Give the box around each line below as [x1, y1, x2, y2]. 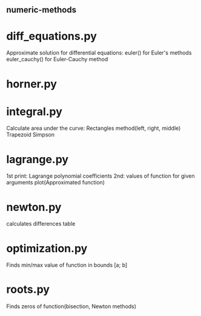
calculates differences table [6, 220, 76, 227]
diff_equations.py [6, 29, 97, 43]
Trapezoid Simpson [6, 131, 54, 138]
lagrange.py [6, 152, 68, 166]
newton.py [6, 200, 62, 214]
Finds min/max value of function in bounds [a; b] [6, 261, 128, 269]
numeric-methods [6, 5, 77, 15]
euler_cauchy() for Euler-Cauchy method [6, 56, 108, 63]
